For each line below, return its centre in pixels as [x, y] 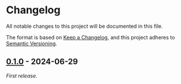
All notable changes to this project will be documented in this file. [85, 26]
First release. [22, 75]
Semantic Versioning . [32, 43]
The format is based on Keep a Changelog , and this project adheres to [90, 37]
